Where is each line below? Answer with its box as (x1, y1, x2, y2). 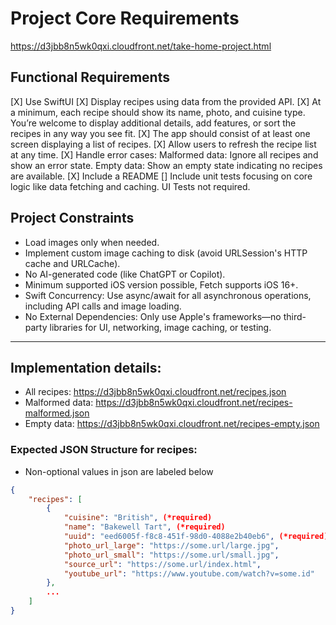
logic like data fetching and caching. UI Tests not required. (10, 180, 251, 192)
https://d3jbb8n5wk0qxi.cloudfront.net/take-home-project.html (10, 40, 272, 52)
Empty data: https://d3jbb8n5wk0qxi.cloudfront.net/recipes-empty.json (24, 418, 320, 430)
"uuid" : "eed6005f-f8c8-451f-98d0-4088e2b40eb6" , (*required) (63, 532, 329, 542)
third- (283, 310, 307, 322)
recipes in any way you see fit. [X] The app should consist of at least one (10, 127, 311, 139)
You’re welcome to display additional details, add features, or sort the (10, 117, 297, 129)
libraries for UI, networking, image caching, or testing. (49, 321, 272, 333)
